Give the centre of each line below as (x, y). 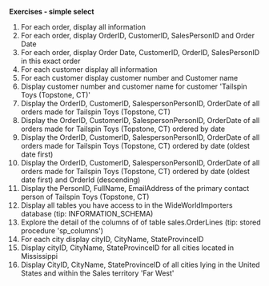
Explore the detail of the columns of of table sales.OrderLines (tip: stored (141, 222)
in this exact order (50, 61)
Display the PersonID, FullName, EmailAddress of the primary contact (135, 188)
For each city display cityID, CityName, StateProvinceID (112, 239)
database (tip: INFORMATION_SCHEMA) (87, 214)
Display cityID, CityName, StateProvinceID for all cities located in (127, 248)
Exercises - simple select (52, 12)
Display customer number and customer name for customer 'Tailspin (134, 86)
